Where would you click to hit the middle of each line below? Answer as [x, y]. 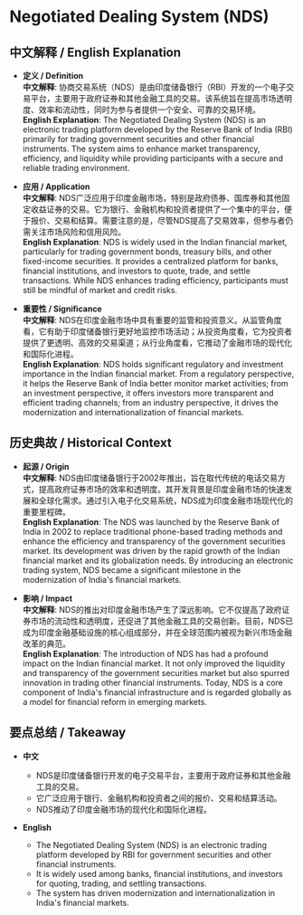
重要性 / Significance [62, 309]
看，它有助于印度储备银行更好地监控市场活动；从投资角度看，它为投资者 [157, 331]
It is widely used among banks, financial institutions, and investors [159, 873]
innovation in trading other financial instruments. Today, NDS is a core [152, 682]
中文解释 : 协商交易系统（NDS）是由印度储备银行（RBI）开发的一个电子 [154, 87]
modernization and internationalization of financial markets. [133, 412]
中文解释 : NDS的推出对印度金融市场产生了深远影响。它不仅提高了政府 [152, 609]
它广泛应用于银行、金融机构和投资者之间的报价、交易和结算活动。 [159, 797]
